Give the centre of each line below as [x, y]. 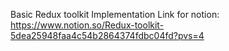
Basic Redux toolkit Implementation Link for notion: [115, 14]
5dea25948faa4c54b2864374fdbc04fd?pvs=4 [107, 35]
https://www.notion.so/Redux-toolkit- [87, 25]
